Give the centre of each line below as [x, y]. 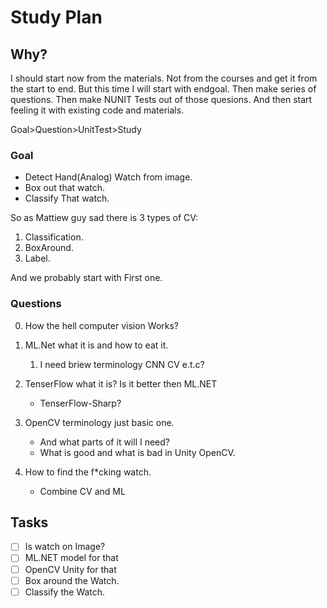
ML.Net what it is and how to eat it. [96, 345]
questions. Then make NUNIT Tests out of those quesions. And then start [161, 99]
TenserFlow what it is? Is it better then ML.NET [121, 383]
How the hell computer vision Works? [102, 325]
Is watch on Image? [65, 547]
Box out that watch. [65, 188]
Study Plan [56, 17]
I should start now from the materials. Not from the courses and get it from [164, 78]
